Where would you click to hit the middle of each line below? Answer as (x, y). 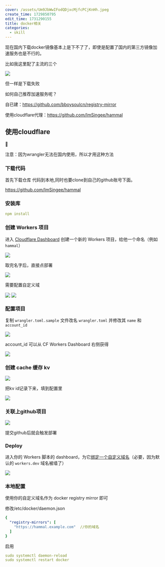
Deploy (14, 445)
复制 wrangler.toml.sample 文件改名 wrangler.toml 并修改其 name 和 (73, 320)
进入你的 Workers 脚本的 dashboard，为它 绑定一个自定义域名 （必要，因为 (80, 457)
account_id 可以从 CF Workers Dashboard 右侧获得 (57, 344)
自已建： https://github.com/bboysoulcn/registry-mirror (61, 104)
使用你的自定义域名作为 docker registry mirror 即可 (57, 498)
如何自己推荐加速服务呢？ (31, 94)
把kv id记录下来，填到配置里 (34, 388)
